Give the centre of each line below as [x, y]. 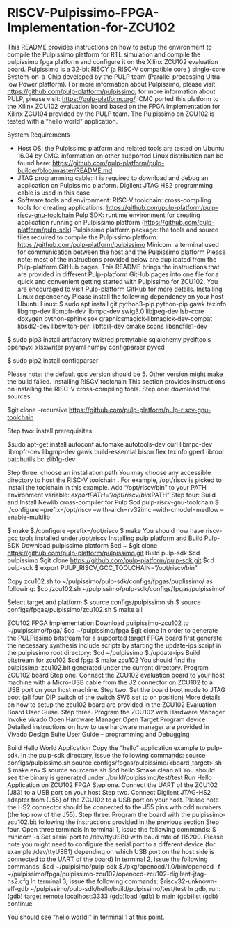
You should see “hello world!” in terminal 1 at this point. [86, 917]
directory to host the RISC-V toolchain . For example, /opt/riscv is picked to [115, 480]
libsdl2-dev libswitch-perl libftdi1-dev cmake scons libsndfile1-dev [112, 326]
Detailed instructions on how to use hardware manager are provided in [108, 726]
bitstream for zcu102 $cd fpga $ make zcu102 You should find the [102, 660]
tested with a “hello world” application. [63, 121]
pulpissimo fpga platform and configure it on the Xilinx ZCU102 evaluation [113, 61]
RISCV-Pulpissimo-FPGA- [83, 13]
